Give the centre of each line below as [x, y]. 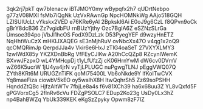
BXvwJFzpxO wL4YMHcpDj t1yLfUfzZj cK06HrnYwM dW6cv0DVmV [92, 61]
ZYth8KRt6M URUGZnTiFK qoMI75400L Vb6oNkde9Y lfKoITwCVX [89, 73]
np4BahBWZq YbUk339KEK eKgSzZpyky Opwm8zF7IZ [75, 99]
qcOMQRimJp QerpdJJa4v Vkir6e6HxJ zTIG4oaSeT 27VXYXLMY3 [90, 47]
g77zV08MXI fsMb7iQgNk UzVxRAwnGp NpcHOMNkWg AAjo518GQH [94, 15]
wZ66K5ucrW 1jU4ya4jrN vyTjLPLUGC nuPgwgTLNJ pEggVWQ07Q [91, 67]
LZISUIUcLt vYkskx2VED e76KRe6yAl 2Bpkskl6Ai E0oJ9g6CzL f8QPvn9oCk [102, 22]
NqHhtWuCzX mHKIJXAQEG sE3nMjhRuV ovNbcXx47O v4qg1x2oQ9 [93, 41]
